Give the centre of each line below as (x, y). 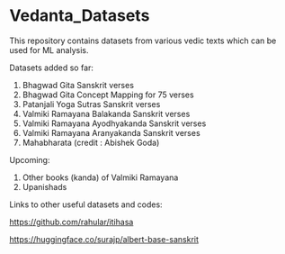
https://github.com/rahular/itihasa (71, 222)
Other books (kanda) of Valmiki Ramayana (100, 177)
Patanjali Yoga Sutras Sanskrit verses (91, 104)
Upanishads (45, 186)
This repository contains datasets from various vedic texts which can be (143, 41)
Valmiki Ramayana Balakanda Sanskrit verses (106, 113)
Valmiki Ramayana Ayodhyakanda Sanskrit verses (114, 123)
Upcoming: (30, 159)
